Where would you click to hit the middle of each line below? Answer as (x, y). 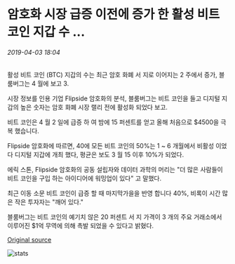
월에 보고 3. (53, 84)
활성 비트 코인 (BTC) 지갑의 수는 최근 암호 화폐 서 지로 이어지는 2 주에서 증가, (112, 75)
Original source (29, 240)
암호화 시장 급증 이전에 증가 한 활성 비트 (114, 14)
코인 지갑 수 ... (46, 32)
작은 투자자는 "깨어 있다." (49, 202)
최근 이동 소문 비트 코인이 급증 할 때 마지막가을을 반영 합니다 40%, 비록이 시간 (114, 193)
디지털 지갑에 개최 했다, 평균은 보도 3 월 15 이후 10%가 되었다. (99, 154)
